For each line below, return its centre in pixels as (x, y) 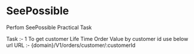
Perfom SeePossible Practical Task (49, 27)
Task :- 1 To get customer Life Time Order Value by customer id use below (97, 39)
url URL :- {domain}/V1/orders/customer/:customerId (71, 45)
